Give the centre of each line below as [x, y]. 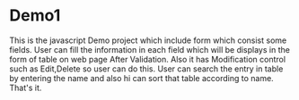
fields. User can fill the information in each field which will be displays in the [149, 49]
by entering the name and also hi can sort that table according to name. [141, 78]
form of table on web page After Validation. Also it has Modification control [147, 59]
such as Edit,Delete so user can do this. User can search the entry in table [146, 69]
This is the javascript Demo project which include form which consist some [148, 40]
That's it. [26, 87]
